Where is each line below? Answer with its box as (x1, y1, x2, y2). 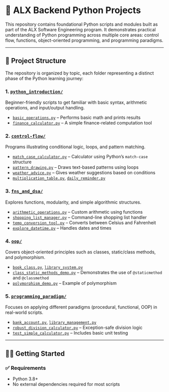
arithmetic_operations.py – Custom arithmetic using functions (12, 209, 143, 215)
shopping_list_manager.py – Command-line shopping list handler (12, 214, 147, 220)
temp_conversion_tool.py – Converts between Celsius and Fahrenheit (12, 219, 156, 226)
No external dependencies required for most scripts (12, 381, 120, 387)
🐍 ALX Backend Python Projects (5, 5, 141, 16)
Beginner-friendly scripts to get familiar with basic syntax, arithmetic (5, 99, 147, 105)
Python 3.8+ (12, 375, 39, 382)
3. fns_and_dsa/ (5, 187, 43, 194)
